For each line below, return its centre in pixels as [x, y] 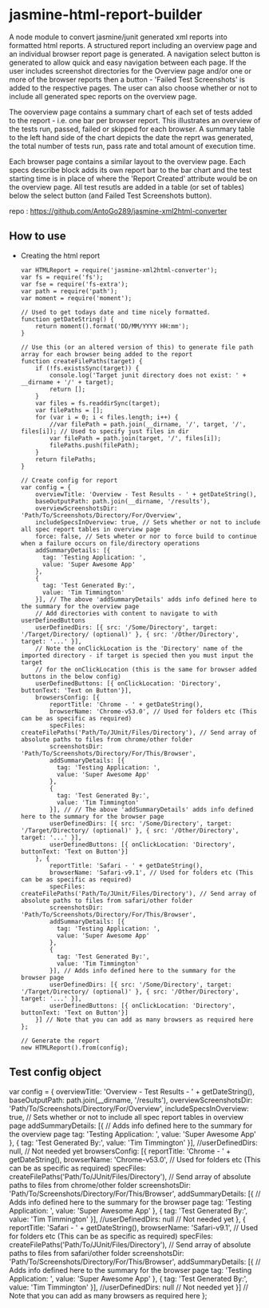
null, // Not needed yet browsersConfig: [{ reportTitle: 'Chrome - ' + [120, 1151]
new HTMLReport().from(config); [74, 1047]
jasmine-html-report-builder [106, 15]
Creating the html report [60, 255]
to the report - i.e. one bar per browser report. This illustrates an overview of [135, 120]
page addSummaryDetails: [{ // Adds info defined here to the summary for [131, 1125]
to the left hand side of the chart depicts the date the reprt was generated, [131, 137]
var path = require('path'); [69, 291]
